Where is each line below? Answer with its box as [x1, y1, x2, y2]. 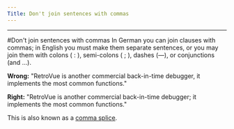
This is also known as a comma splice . [7, 113, 118, 122]
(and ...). [7, 58, 31, 66]
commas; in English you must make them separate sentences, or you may [7, 43, 219, 52]
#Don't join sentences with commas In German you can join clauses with [7, 36, 216, 44]
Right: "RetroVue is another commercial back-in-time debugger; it [7, 92, 197, 101]
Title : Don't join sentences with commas [7, 10, 130, 17]
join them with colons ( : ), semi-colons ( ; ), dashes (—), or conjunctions [7, 50, 214, 59]
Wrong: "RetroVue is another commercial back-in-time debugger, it [7, 71, 201, 80]
